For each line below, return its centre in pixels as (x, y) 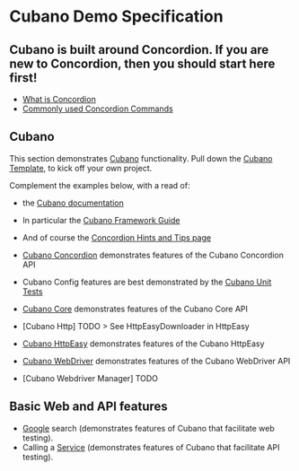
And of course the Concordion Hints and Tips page (117, 237)
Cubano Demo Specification (116, 17)
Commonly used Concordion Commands (97, 109)
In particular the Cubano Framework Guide (101, 220)
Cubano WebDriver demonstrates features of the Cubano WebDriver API (156, 361)
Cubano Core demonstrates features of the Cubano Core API (135, 309)
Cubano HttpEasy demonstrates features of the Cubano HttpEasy (143, 344)
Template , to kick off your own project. (81, 168)
